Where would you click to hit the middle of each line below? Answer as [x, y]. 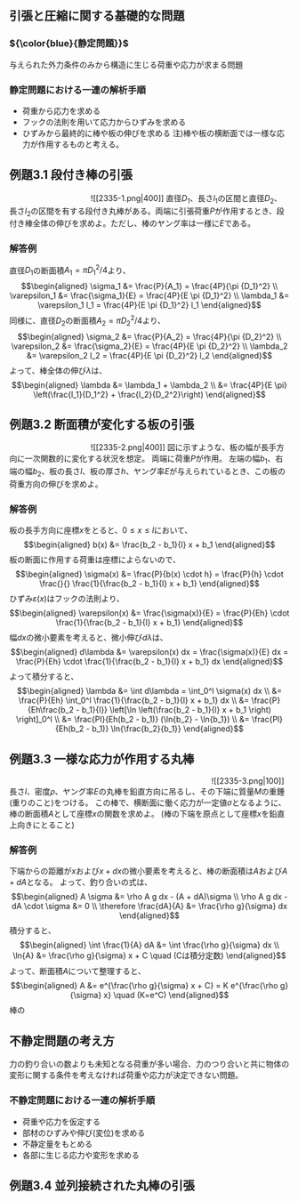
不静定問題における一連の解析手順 [82, 1100]
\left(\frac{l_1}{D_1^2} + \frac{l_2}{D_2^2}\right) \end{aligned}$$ [149, 394]
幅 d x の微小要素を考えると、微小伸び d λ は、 [89, 638]
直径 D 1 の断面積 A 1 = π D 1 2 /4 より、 [70, 270]
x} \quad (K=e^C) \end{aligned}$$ [166, 995]
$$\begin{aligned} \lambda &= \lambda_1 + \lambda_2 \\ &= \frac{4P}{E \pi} [149, 384]
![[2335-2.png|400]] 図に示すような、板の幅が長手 [184, 447]
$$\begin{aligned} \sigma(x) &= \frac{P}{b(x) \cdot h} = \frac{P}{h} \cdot [149, 574]
